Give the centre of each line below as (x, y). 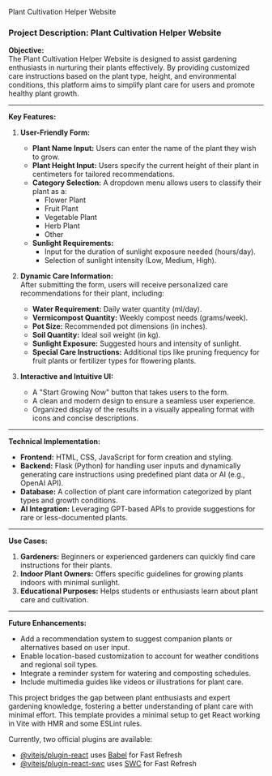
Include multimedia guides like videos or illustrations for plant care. (132, 682)
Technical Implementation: (55, 442)
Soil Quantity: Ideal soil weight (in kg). (96, 335)
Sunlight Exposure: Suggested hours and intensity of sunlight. (136, 343)
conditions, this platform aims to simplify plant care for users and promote (132, 85)
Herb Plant (62, 226)
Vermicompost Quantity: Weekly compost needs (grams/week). (140, 318)
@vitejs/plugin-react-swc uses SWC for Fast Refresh (108, 764)
